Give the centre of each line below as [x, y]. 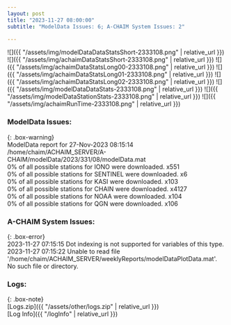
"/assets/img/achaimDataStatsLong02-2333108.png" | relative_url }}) [115, 82]
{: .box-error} [26, 236]
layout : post [26, 14]
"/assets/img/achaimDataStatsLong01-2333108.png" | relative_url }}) [115, 74]
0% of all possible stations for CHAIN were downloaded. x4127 [97, 189]
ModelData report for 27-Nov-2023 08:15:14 [70, 144]
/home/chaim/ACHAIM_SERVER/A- [57, 152]
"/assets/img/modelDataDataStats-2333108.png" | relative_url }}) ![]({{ [117, 89]
